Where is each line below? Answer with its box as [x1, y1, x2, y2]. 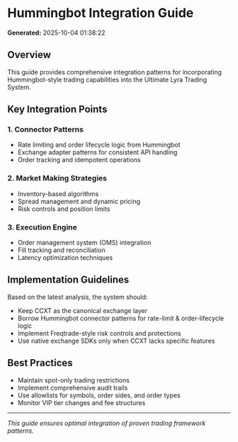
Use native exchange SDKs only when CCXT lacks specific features [17, 336, 215, 345]
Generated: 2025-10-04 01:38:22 [7, 28, 106, 37]
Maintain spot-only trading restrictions [17, 375, 130, 384]
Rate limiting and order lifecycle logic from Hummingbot [17, 140, 181, 149]
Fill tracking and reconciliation [17, 246, 106, 254]
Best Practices [7, 357, 73, 369]
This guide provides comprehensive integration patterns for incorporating [7, 67, 222, 76]
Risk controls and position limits [17, 204, 110, 213]
